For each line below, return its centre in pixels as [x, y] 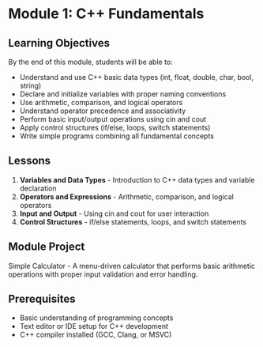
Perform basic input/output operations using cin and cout [113, 119]
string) [30, 85]
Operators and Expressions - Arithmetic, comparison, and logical [127, 196]
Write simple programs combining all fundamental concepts [117, 136]
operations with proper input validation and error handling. [103, 274]
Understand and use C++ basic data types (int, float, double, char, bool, [137, 77]
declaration [38, 188]
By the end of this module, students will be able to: [91, 62]
